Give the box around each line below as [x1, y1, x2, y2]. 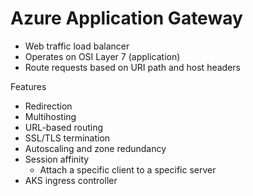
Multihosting [24, 110, 77, 122]
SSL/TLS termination [24, 132, 111, 144]
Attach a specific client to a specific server [39, 163, 217, 176]
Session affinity [24, 153, 90, 165]
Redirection [24, 100, 73, 112]
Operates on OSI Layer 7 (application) [24, 50, 181, 62]
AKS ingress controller [24, 174, 118, 186]
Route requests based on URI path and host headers [24, 61, 241, 73]
